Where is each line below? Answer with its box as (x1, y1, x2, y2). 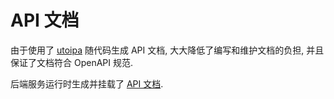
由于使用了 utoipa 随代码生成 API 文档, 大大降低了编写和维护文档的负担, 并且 (10, 44, 325, 56)
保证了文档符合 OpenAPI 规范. (10, 56, 133, 68)
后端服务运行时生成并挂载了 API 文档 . (10, 77, 164, 90)
